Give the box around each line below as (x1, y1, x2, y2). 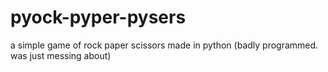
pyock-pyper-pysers (10, 6, 187, 29)
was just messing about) (10, 49, 112, 61)
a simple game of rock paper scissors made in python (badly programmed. (10, 39, 319, 51)
